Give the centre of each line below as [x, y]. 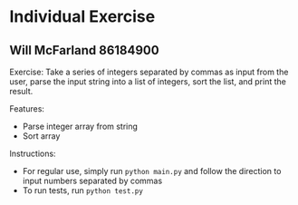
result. [21, 91]
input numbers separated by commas [92, 181]
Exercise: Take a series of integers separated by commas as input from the [149, 72]
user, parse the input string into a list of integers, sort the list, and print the [148, 82]
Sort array [41, 136]
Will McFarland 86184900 [85, 50]
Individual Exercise [82, 17]
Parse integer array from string [80, 126]
